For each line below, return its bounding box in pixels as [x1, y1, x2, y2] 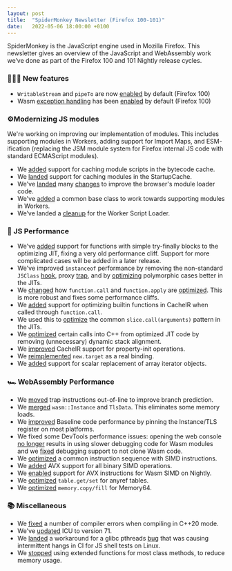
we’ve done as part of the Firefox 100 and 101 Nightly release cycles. [7, 57, 202, 65]
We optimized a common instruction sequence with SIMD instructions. [17, 454, 217, 463]
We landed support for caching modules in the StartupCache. [17, 172, 192, 180]
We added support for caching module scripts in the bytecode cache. [17, 165, 215, 173]
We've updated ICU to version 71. [17, 526, 113, 535]
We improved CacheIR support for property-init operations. [17, 345, 186, 353]
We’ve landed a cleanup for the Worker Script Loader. [17, 209, 171, 217]
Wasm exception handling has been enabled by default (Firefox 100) [17, 97, 211, 105]
